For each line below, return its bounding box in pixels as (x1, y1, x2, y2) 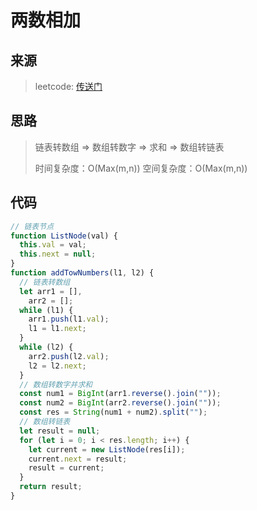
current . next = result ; (28, 454, 128, 464)
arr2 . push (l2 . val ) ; (28, 351, 110, 361)
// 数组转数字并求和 (19, 379, 93, 390)
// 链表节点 (10, 221, 55, 231)
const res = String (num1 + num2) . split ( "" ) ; (19, 407, 208, 418)
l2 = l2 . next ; (28, 361, 87, 371)
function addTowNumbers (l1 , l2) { (10, 268, 155, 278)
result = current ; (28, 463, 105, 473)
